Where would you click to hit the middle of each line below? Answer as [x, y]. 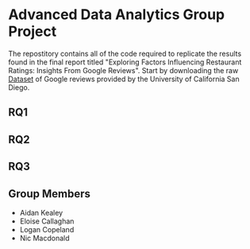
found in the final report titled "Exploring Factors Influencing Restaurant [125, 62]
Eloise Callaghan [47, 221]
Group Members [50, 194]
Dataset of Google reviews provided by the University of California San [124, 79]
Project [33, 31]
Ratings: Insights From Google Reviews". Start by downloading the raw [123, 70]
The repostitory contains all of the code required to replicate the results [125, 53]
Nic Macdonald [44, 238]
